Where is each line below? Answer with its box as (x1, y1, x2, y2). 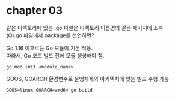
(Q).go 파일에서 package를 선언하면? (6, 31, 94, 39)
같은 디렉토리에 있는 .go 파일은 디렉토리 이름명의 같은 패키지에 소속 (6, 24, 164, 31)
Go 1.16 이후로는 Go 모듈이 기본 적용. (6, 44, 93, 52)
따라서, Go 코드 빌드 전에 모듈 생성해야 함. (6, 52, 105, 59)
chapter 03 (6, 4, 63, 17)
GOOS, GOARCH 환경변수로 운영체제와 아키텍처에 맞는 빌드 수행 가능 (6, 75, 170, 82)
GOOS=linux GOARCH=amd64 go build (6, 87, 93, 93)
